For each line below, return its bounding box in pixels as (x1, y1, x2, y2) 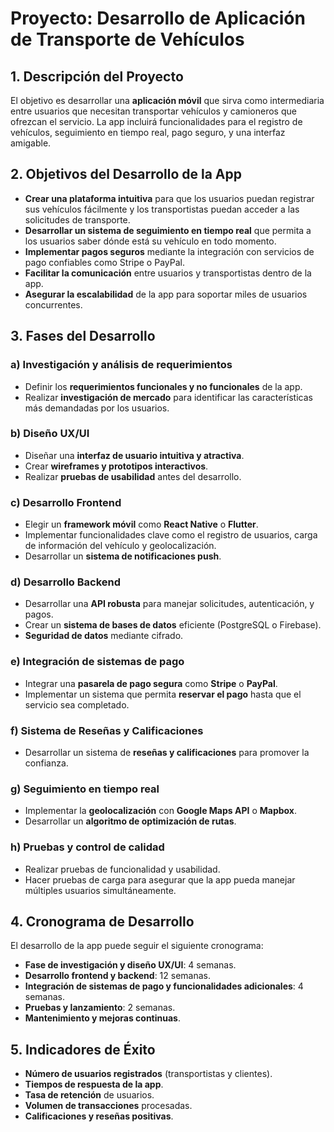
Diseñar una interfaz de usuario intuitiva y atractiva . (24, 449, 245, 461)
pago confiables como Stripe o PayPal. (24, 256, 185, 268)
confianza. (24, 757, 69, 769)
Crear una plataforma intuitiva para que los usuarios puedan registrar (24, 192, 315, 204)
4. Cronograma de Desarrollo (10, 913, 195, 930)
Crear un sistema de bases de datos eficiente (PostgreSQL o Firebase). (24, 619, 322, 631)
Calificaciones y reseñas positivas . (24, 1110, 174, 1122)
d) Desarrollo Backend (10, 575, 122, 589)
